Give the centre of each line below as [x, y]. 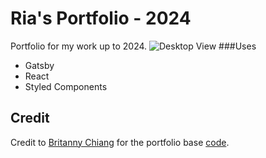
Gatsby [39, 65]
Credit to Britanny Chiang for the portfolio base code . [120, 142]
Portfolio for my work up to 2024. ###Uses [133, 46]
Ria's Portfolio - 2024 [101, 18]
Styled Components [66, 86]
